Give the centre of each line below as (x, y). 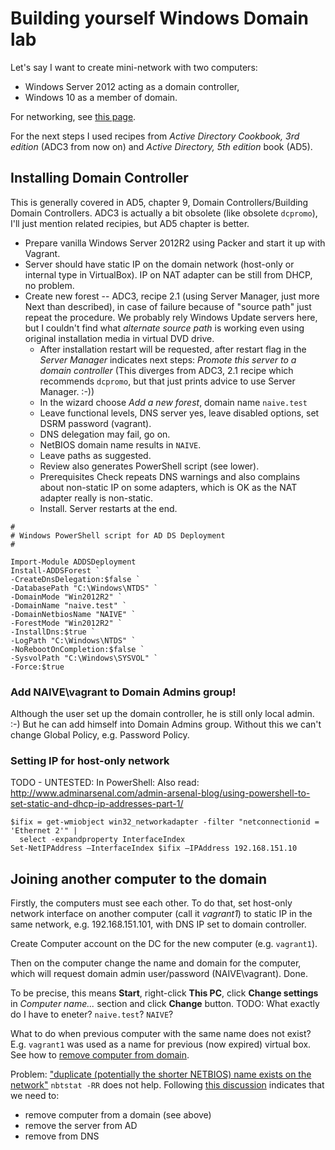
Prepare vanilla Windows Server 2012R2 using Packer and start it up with (175, 243)
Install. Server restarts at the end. (108, 508)
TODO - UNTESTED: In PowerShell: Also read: (105, 783)
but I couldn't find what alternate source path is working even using (164, 328)
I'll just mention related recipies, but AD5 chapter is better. (130, 223)
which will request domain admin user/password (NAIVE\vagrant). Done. (159, 974)
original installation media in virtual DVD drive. (119, 338)
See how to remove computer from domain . (100, 1055)
